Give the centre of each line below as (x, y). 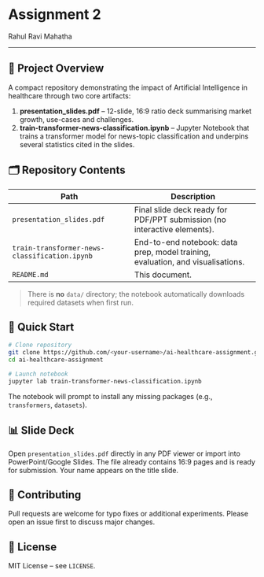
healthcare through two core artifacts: (70, 95)
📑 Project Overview (56, 68)
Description (193, 196)
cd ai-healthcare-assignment (56, 360)
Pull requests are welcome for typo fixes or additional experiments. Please (128, 514)
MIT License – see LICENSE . (52, 566)
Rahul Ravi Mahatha (40, 36)
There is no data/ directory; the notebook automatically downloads (136, 294)
